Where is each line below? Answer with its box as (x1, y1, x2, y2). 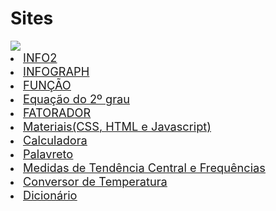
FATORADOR (23, 105, 92, 120)
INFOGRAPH (23, 63, 90, 79)
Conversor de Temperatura (23, 173, 168, 189)
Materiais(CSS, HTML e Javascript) (23, 118, 212, 134)
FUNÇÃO (23, 77, 72, 92)
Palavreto (23, 146, 74, 161)
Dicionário (23, 187, 78, 202)
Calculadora (23, 132, 88, 147)
